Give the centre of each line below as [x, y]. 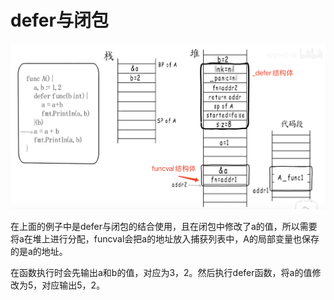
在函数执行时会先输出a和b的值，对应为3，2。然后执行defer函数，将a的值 [161, 272]
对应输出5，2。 [73, 285]
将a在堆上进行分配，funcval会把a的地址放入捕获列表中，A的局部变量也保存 [165, 238]
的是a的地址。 [39, 251]
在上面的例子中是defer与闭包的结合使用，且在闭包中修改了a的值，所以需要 [164, 226]
